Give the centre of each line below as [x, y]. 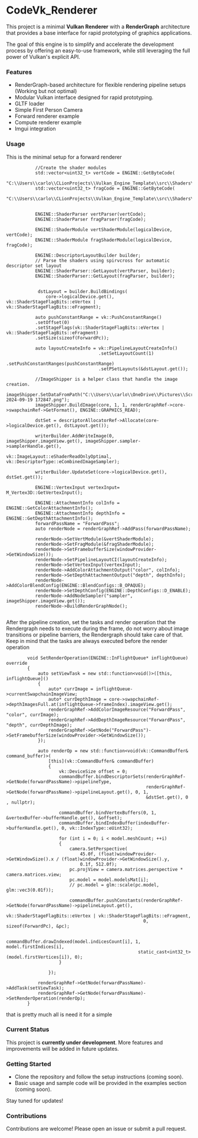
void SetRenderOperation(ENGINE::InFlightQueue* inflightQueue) [108, 658]
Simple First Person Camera [49, 110]
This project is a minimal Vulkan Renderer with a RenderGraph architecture [98, 27]
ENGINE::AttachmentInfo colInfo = [77, 503]
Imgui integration [35, 129]
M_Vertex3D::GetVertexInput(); [44, 493]
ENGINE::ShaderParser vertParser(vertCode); [90, 214]
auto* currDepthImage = [77, 699]
